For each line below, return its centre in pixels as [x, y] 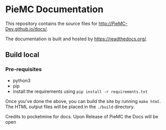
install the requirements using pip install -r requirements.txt [80, 91]
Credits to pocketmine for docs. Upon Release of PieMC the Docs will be [82, 116]
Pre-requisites [24, 69]
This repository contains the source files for [51, 23]
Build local [22, 55]
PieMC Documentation [54, 9]
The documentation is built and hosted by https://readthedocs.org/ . [76, 39]
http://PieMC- [113, 23]
